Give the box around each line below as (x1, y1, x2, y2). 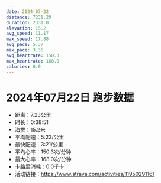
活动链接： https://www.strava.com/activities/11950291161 (14, 171, 155, 178)
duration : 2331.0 (6, 19, 49, 25)
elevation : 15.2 (6, 25, 46, 31)
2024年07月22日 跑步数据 (6, 91, 134, 104)
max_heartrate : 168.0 (6, 58, 60, 64)
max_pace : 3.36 (6, 47, 44, 53)
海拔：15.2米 (14, 126, 46, 133)
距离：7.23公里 (14, 112, 51, 119)
